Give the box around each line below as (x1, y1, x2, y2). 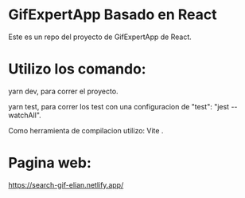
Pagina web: (8, 154, 91, 172)
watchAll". (8, 110, 41, 120)
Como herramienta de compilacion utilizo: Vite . (8, 125, 164, 135)
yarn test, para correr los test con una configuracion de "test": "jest (8, 101, 229, 111)
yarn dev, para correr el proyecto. (8, 86, 119, 96)
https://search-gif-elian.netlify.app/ (8, 180, 124, 189)
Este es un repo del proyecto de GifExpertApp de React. (8, 32, 192, 42)
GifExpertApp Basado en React (8, 6, 217, 24)
